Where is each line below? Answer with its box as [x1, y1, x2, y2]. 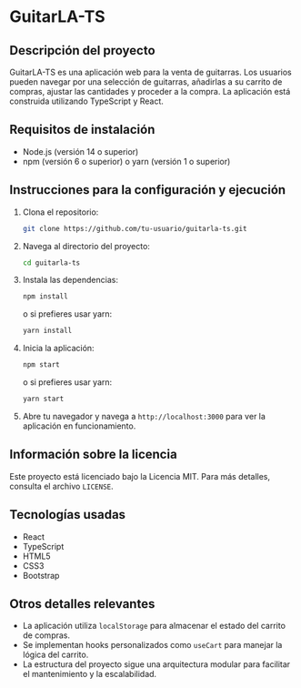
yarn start [22, 394, 65, 403]
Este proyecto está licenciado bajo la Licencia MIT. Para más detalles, [9, 470, 271, 481]
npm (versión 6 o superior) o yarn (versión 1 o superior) [22, 156, 231, 167]
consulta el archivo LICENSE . [9, 481, 114, 491]
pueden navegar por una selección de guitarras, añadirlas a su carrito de [9, 76, 283, 87]
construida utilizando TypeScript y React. [9, 96, 164, 106]
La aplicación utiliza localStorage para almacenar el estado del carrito [22, 621, 286, 632]
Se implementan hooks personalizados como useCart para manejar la [22, 640, 283, 651]
